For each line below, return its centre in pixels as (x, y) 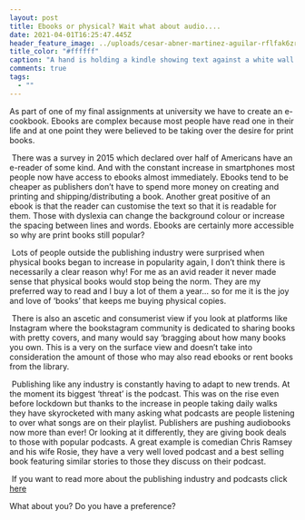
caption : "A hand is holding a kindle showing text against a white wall (152, 60)
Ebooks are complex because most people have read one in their (172, 121)
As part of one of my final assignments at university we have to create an (146, 111)
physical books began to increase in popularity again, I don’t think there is (148, 262)
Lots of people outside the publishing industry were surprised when (138, 252)
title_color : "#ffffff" (54, 52)
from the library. (39, 366)
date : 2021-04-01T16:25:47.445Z (70, 34)
